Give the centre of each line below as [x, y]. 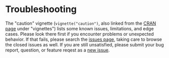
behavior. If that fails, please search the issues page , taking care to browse [84, 39]
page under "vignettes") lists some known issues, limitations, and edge [79, 28]
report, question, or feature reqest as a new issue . [58, 50]
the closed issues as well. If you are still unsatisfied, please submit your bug [84, 44]
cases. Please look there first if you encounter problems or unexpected [79, 34]
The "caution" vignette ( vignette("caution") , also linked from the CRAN [81, 23]
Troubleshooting [41, 9]
